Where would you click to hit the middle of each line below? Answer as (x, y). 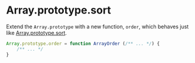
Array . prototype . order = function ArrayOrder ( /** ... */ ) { (83, 44)
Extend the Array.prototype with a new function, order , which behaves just (97, 26)
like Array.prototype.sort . (36, 32)
